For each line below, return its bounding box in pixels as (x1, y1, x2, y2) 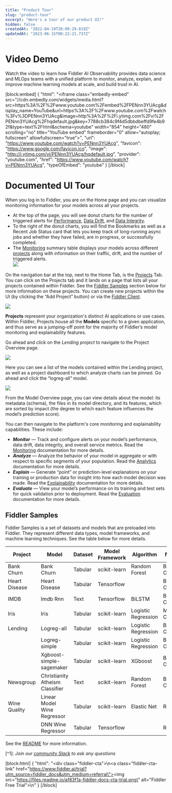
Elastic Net (131, 703, 157, 710)
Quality (8, 706, 25, 713)
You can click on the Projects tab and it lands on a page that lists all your (5, 277, 158, 283)
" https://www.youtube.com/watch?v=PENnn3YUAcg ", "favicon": (5, 140, 142, 146)
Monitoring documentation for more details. (12, 447, 105, 453)
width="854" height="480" (94, 123, 152, 130)
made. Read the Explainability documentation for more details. (12, 479, 144, 486)
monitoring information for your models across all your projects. (5, 202, 140, 208)
